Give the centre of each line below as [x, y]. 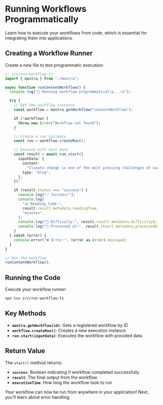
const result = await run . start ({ [49, 154]
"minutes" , [33, 213]
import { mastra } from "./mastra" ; [42, 78]
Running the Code [33, 278]
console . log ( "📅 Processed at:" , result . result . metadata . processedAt [89, 227]
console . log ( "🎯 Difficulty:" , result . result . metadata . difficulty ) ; [88, 222]
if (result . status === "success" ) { [51, 190]
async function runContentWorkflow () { [45, 87]
